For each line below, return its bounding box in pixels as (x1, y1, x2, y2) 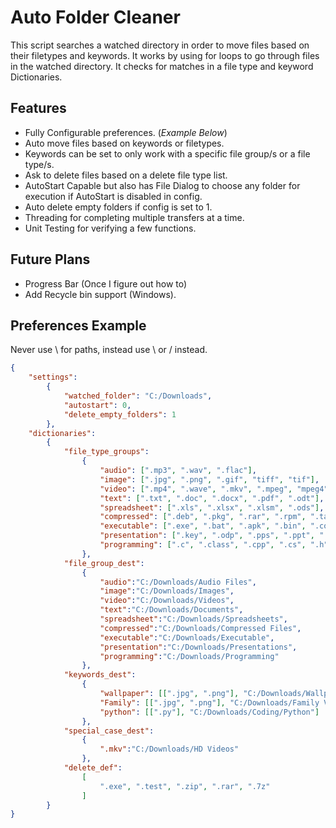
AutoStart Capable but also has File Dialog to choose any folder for (24, 179, 301, 191)
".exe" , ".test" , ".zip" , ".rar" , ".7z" (99, 781, 271, 791)
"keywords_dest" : (63, 670, 137, 680)
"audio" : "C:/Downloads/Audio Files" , (99, 577, 257, 587)
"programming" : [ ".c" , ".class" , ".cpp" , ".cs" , (99, 540, 307, 550)
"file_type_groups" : (63, 447, 150, 457)
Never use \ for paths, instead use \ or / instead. (10, 344, 208, 356)
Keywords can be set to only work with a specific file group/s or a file (24, 147, 311, 160)
